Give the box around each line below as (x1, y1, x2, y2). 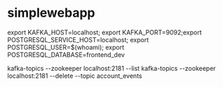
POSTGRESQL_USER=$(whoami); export (7, 43, 125, 51)
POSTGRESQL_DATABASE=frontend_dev (7, 51, 125, 59)
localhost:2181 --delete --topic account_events (7, 72, 142, 80)
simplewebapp (7, 5, 95, 21)
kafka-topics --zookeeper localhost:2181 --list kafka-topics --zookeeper (7, 64, 216, 72)
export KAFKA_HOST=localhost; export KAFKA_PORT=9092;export (7, 28, 202, 36)
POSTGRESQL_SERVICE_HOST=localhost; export (7, 35, 149, 43)
